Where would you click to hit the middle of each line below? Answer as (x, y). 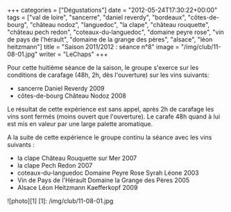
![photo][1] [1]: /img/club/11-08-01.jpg (60, 201)
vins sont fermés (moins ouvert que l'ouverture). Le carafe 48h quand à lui (114, 116)
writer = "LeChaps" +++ (74, 54)
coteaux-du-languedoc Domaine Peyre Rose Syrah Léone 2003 (108, 173)
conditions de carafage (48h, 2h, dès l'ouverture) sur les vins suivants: (108, 75)
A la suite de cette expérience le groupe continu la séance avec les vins (110, 137)
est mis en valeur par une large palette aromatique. (80, 124)
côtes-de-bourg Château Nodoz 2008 (72, 96)
